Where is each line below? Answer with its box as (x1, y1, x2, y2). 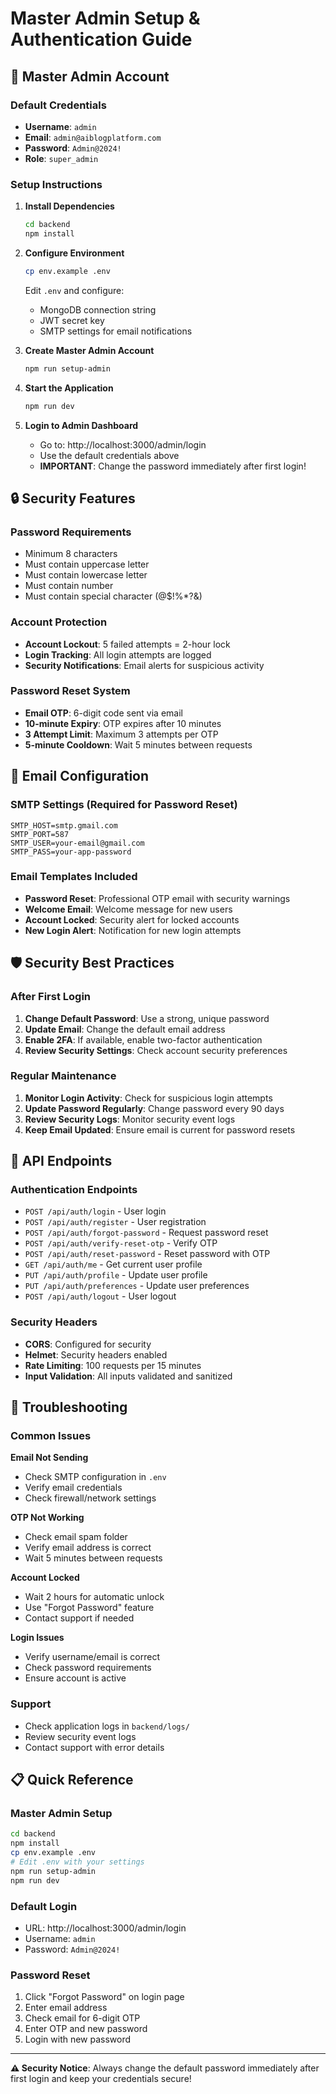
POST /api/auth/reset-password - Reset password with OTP (24, 1248, 271, 1260)
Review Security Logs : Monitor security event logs (24, 1113, 236, 1125)
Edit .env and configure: (24, 284, 125, 296)
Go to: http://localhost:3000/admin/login (39, 438, 207, 451)
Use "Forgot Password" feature (24, 1602, 155, 1614)
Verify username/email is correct (24, 1651, 160, 1663)
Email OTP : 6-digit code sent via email (24, 707, 183, 719)
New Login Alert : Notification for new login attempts (24, 924, 242, 936)
